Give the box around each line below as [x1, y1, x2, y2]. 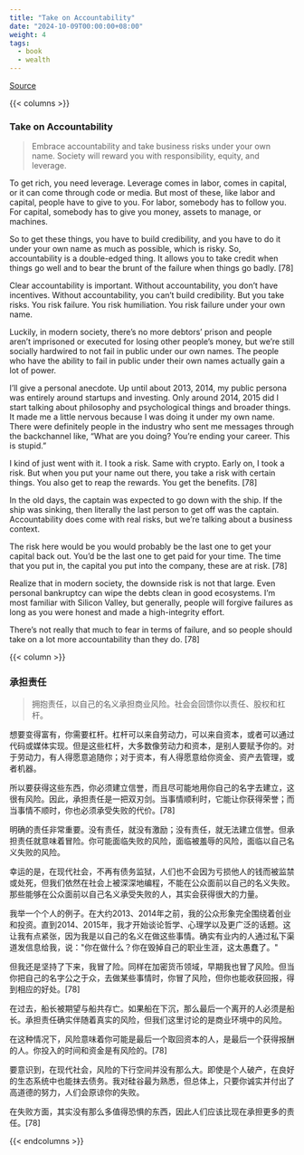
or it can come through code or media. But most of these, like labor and [9, 188, 276, 198]
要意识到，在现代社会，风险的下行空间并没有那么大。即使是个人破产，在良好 [9, 1064, 295, 1074]
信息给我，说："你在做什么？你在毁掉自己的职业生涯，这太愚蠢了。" [24, 941, 279, 952]
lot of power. [9, 365, 57, 376]
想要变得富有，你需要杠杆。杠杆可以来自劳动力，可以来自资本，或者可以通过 [9, 728, 295, 739]
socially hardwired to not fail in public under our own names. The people [9, 346, 280, 357]
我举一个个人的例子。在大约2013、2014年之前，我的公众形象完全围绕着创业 [9, 908, 291, 919]
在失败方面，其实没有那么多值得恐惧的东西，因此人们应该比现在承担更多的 [9, 1106, 287, 1117]
